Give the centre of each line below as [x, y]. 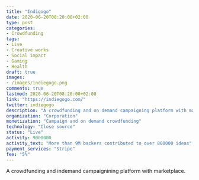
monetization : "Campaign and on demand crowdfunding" [74, 122]
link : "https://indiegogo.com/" [46, 99]
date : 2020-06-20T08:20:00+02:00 [47, 17]
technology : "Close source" [41, 127]
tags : [13, 39]
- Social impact [26, 55]
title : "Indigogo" [29, 12]
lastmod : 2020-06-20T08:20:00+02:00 [51, 94]
